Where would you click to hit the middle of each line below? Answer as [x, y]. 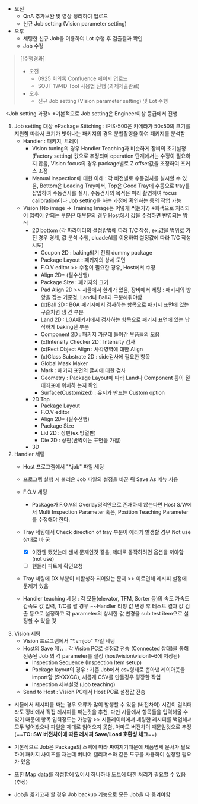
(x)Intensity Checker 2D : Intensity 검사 [88, 342]
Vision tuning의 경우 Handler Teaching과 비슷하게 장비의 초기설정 [109, 148]
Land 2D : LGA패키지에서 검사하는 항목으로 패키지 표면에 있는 [112, 319]
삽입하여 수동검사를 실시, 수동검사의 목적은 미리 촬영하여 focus [104, 193]
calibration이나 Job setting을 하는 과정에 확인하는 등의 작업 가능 [106, 200]
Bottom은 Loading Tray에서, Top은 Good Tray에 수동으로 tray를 [115, 186]
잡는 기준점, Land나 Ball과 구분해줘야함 [97, 297]
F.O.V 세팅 [35, 492]
